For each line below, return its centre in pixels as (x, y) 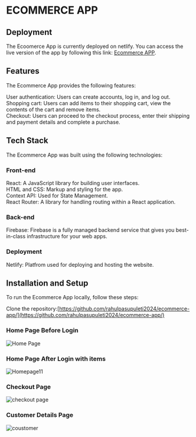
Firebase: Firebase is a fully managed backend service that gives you (90, 230)
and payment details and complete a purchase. (63, 122)
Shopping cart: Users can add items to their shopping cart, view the (89, 103)
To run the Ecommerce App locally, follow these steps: (72, 297)
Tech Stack (27, 140)
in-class (16, 237)
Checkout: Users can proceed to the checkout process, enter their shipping (98, 115)
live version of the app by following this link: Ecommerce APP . (81, 53)
